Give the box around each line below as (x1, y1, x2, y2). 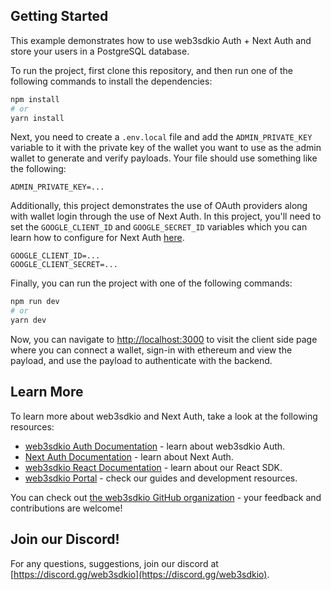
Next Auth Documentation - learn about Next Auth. (24, 450, 234, 463)
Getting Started (10, 8, 109, 25)
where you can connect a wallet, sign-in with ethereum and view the (10, 344, 293, 356)
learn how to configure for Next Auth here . (10, 232, 185, 244)
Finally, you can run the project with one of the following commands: (10, 277, 293, 289)
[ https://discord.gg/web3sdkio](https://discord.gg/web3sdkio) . (10, 568, 270, 580)
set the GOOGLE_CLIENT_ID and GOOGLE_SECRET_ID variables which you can (10, 221, 308, 233)
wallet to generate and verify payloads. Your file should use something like (10, 152, 318, 164)
